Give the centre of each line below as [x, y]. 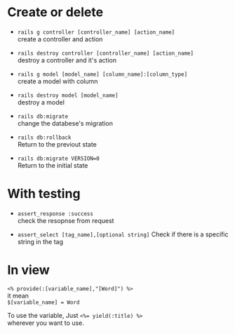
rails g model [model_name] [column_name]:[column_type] [102, 74]
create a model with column [58, 81]
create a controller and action [60, 39]
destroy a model [41, 102]
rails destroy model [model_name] [68, 95]
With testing [44, 194]
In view [29, 270]
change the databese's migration [65, 123]
